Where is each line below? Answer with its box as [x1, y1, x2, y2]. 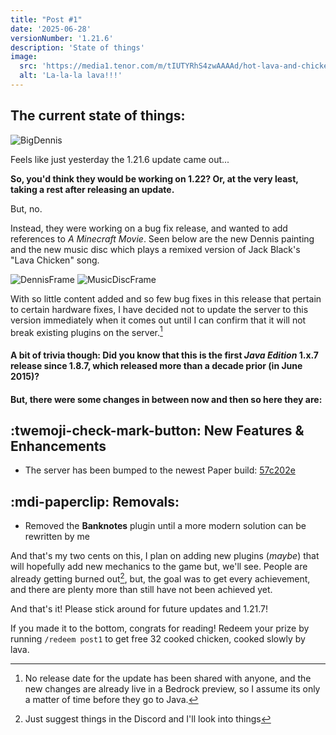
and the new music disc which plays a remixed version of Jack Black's [10, 243, 301, 255]
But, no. [10, 202, 43, 215]
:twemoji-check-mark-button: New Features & [10, 422, 305, 439]
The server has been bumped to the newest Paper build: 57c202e [24, 464, 296, 476]
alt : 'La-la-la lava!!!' [19, 71, 123, 81]
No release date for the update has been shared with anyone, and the [24, 672, 312, 684]
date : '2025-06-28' [10, 24, 92, 34]
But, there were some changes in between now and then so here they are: [10, 393, 323, 405]
